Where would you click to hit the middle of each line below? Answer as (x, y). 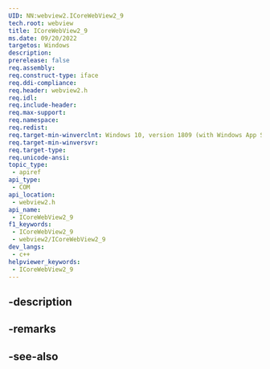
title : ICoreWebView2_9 (48, 30)
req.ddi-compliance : (43, 83)
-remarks (32, 329)
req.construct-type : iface (53, 75)
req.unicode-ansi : (39, 157)
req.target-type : (37, 150)
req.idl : (23, 98)
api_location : (32, 195)
